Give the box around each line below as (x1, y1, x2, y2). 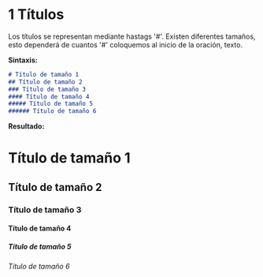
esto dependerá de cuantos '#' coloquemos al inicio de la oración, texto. (8, 39, 243, 49)
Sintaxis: (8, 55, 38, 65)
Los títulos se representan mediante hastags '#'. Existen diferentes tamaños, (8, 32, 256, 41)
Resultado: (8, 122, 45, 131)
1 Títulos (8, 6, 65, 24)
